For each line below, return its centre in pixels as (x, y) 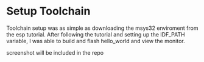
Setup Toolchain (48, 11)
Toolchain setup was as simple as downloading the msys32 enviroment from (102, 28)
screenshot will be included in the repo (55, 52)
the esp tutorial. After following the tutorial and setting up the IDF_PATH (96, 34)
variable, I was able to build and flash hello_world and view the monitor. (96, 41)
